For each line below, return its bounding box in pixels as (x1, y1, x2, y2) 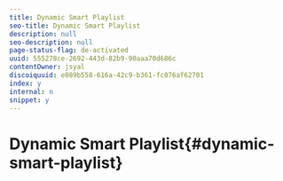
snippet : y (9, 95, 50, 105)
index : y (9, 79, 42, 88)
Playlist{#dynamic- (128, 134, 275, 153)
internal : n (9, 87, 53, 96)
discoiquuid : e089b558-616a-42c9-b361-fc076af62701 (9, 71, 204, 80)
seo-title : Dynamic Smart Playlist (9, 21, 141, 30)
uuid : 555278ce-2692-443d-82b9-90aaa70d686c (9, 54, 177, 63)
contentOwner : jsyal (9, 63, 86, 72)
